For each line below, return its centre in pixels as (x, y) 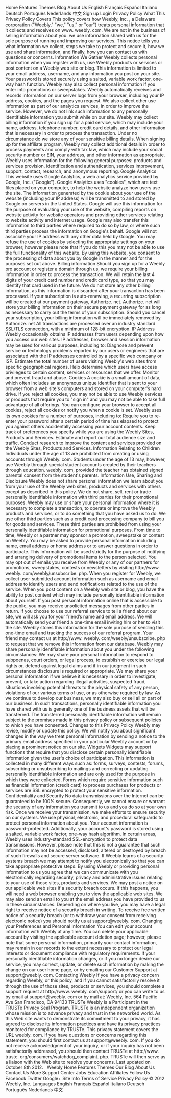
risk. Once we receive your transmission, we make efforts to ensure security (86, 812)
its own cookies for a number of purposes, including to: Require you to (79, 416)
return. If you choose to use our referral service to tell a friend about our (81, 611)
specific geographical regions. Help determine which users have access (81, 367)
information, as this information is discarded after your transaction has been (85, 291)
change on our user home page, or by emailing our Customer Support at (81, 970)
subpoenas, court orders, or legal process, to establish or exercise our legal (85, 660)
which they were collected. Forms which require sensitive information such (84, 780)
